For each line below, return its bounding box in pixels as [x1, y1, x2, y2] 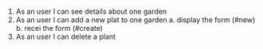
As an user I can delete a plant [15, 32, 116, 41]
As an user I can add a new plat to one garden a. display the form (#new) [15, 15, 256, 24]
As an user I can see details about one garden [15, 7, 167, 16]
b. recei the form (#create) [15, 24, 104, 32]
